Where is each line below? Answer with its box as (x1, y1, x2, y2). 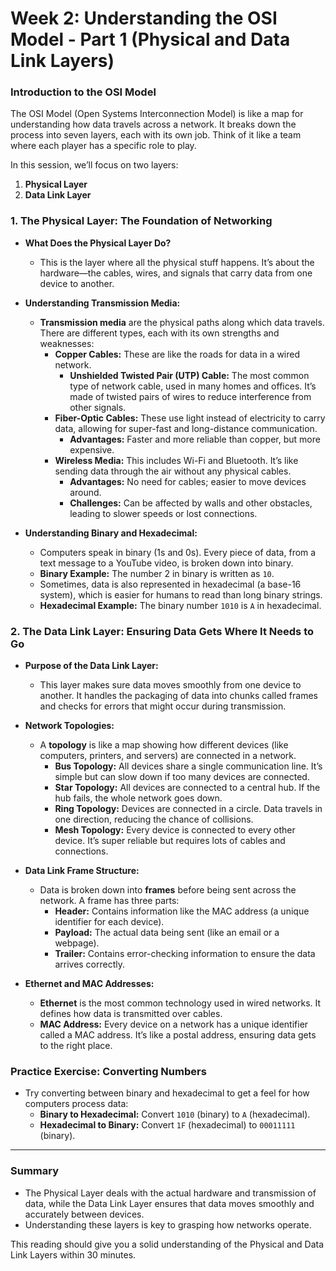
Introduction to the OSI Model (10, 85, 157, 99)
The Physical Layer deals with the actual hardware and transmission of (24, 1187, 317, 1199)
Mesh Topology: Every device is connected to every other (54, 824, 296, 836)
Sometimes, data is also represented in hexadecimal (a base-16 (39, 578, 302, 590)
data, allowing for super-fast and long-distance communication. (54, 422, 318, 434)
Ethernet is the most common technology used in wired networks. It (39, 997, 322, 1009)
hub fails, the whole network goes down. (54, 792, 223, 804)
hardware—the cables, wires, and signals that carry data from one (39, 267, 313, 279)
